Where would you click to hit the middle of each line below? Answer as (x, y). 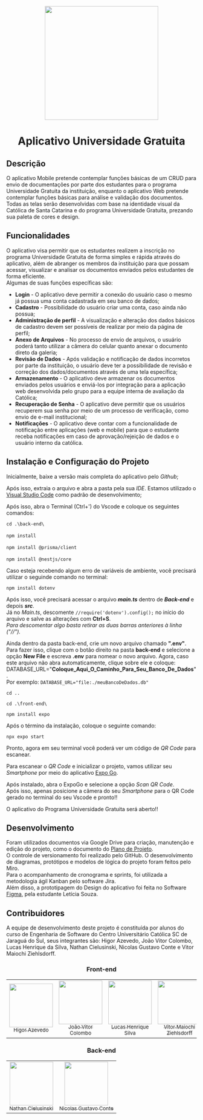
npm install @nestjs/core (39, 559)
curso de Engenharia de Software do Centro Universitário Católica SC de (97, 934)
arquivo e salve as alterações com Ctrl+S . (59, 618)
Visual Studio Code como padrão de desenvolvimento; (74, 494)
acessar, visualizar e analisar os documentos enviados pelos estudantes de (100, 269)
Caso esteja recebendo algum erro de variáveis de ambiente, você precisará (101, 570)
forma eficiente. (26, 276)
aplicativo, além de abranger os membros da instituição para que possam (98, 263)
